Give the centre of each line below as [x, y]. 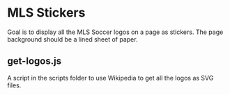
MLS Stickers [46, 13]
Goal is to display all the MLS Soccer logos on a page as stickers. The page [115, 32]
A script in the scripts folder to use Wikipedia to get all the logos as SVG [110, 78]
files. [14, 85]
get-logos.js [34, 61]
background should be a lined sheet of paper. [72, 39]
